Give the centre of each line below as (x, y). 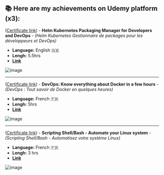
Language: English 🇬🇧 (36, 50)
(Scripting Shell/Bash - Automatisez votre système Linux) (63, 138)
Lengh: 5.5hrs (26, 55)
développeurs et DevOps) (31, 40)
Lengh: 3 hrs (25, 153)
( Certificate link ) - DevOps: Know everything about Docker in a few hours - (82, 84)
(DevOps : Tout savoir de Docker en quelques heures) (59, 89)
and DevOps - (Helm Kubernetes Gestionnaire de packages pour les (74, 35)
